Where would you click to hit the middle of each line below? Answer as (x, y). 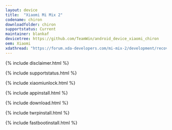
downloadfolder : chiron (31, 24)
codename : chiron (24, 20)
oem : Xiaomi (18, 44)
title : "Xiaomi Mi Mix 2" (34, 15)
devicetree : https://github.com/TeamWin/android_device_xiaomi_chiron (82, 39)
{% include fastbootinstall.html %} (41, 123)
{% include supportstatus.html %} (41, 73)
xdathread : (17, 48)
